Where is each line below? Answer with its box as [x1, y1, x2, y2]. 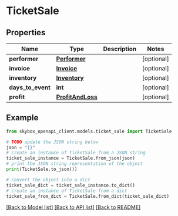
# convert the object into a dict [6, 177, 91, 183]
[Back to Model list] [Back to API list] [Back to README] [6, 204, 141, 211]
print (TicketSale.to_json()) [6, 166, 78, 173]
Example [6, 113, 39, 123]
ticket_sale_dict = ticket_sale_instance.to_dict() [6, 182, 135, 188]
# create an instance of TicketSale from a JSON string [6, 150, 146, 156]
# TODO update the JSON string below [6, 139, 99, 145]
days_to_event [9, 83, 51, 92]
